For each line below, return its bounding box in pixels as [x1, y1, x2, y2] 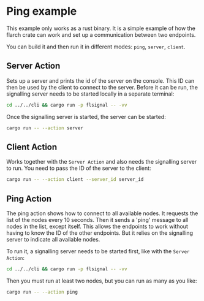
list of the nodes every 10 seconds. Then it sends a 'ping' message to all [6, 216, 189, 223]
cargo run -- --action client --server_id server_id [6, 177, 144, 183]
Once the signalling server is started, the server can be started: [6, 113, 167, 120]
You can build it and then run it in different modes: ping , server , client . [6, 43, 186, 50]
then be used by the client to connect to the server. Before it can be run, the [6, 83, 198, 91]
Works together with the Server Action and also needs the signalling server [6, 158, 197, 166]
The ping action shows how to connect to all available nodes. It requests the [6, 210, 198, 217]
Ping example [6, 4, 77, 18]
